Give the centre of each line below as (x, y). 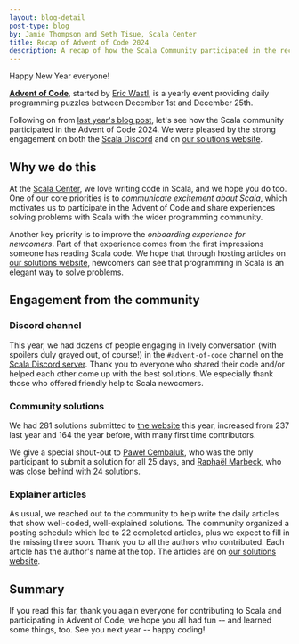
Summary (37, 589)
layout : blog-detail (48, 17)
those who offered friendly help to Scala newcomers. (106, 383)
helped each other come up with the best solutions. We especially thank (141, 373)
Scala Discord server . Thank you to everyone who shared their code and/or (147, 364)
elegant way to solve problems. (67, 272)
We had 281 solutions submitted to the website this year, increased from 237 (149, 425)
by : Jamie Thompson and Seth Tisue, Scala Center (103, 34)
